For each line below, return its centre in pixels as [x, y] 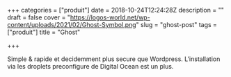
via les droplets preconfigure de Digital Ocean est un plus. [90, 66]
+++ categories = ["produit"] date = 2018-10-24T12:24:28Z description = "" [115, 10]
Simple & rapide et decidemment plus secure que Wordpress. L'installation [114, 59]
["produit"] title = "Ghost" [44, 32]
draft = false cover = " [39, 17]
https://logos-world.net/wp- [110, 17]
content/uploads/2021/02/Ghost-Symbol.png [72, 25]
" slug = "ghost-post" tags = [177, 25]
